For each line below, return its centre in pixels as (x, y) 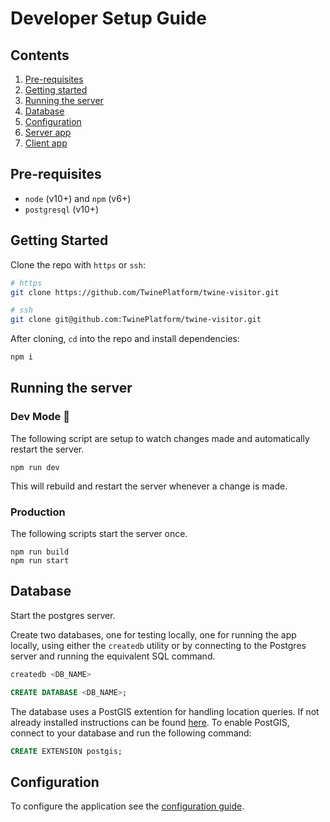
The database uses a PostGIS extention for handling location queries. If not (165, 711)
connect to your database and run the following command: (131, 733)
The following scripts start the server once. (99, 533)
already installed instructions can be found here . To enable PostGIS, (150, 722)
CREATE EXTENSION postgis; (66, 751)
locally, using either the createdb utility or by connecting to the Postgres (158, 645)
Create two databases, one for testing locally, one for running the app (153, 634)
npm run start (40, 560)
